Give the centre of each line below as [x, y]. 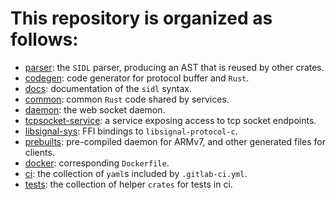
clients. [39, 152]
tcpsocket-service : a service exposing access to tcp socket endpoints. [170, 120]
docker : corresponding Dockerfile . [97, 163]
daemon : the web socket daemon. [95, 109]
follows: [44, 39]
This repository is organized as [141, 18]
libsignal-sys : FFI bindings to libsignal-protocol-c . [131, 131]
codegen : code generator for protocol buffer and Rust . [137, 78]
